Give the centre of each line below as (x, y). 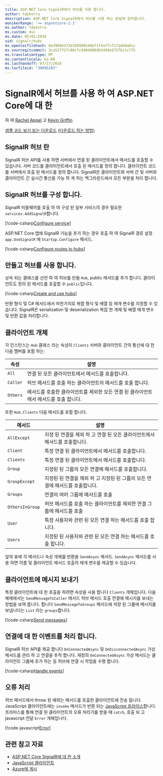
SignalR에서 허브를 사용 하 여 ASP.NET (80, 94)
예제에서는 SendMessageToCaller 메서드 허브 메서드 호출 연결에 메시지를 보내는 (79, 598)
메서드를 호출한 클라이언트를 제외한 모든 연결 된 (78, 392)
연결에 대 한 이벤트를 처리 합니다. (51, 637)
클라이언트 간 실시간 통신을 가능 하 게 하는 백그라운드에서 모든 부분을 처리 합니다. (81, 178)
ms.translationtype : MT (29, 55)
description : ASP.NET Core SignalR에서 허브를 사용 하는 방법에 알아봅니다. (76, 18)
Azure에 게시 (24, 769)
